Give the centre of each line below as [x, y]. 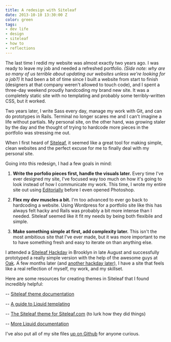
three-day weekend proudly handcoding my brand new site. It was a [77, 90]
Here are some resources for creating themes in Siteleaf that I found [77, 278]
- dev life [17, 29]
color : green [19, 19]
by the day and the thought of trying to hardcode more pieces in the [77, 127]
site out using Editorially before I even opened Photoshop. [74, 190]
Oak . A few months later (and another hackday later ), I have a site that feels [85, 263]
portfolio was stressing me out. [38, 133]
